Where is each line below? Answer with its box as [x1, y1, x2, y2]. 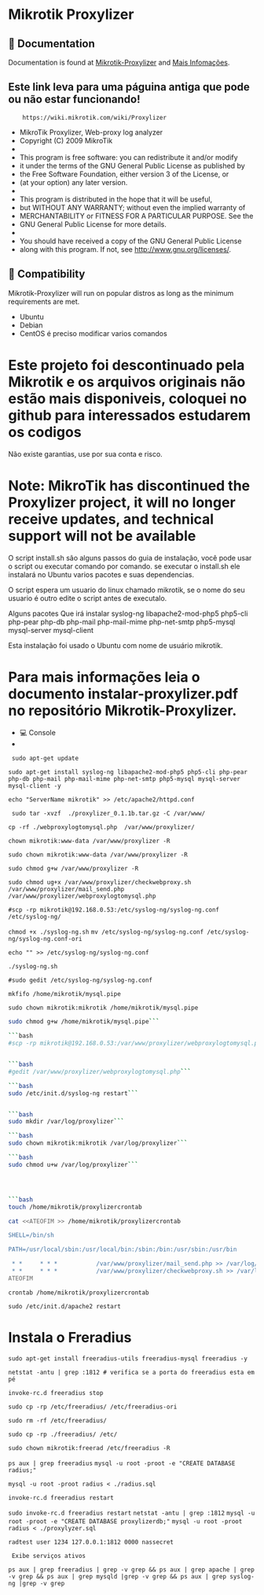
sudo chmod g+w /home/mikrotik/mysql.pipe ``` [8, 1018, 159, 1026]
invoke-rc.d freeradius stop [8, 1389, 104, 1397]
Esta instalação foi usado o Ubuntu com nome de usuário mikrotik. [8, 640, 223, 650]
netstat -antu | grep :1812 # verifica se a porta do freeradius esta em [8, 1368, 255, 1376]
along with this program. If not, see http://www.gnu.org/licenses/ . [19, 244, 232, 253]
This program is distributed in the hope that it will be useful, [19, 194, 213, 204]
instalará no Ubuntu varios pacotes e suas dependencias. [8, 569, 195, 579]
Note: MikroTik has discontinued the [8, 476, 251, 494]
